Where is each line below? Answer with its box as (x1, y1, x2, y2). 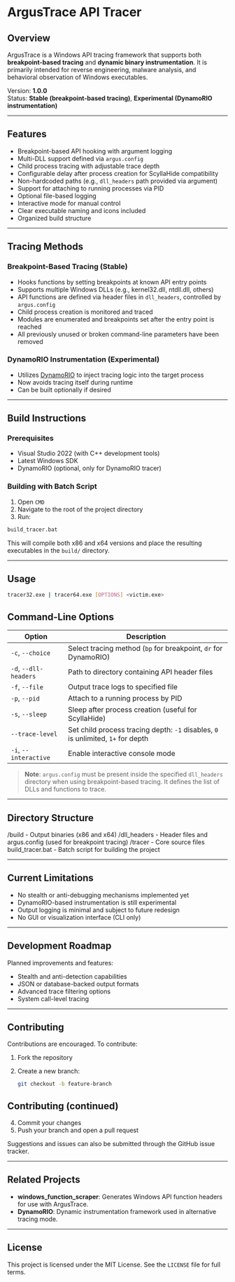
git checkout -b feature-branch (17, 1080, 112, 1088)
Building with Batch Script (7, 481, 98, 491)
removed (17, 337, 43, 345)
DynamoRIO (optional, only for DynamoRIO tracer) (17, 464, 162, 473)
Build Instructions (7, 413, 87, 425)
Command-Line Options (7, 611, 114, 623)
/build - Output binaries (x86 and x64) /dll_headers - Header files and (7, 830, 208, 839)
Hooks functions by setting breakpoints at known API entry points (17, 277, 207, 286)
